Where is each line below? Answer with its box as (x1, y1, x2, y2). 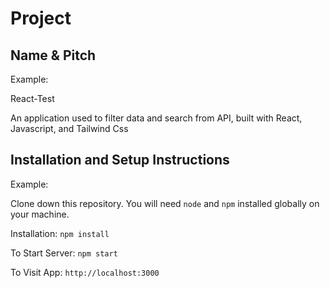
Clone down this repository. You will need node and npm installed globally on (10, 197, 320, 209)
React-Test (10, 93, 55, 104)
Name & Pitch (10, 47, 97, 64)
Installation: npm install (10, 227, 110, 239)
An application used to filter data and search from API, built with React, (10, 112, 303, 124)
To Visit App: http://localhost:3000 (10, 266, 160, 278)
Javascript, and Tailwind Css (10, 123, 129, 134)
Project (10, 7, 72, 30)
